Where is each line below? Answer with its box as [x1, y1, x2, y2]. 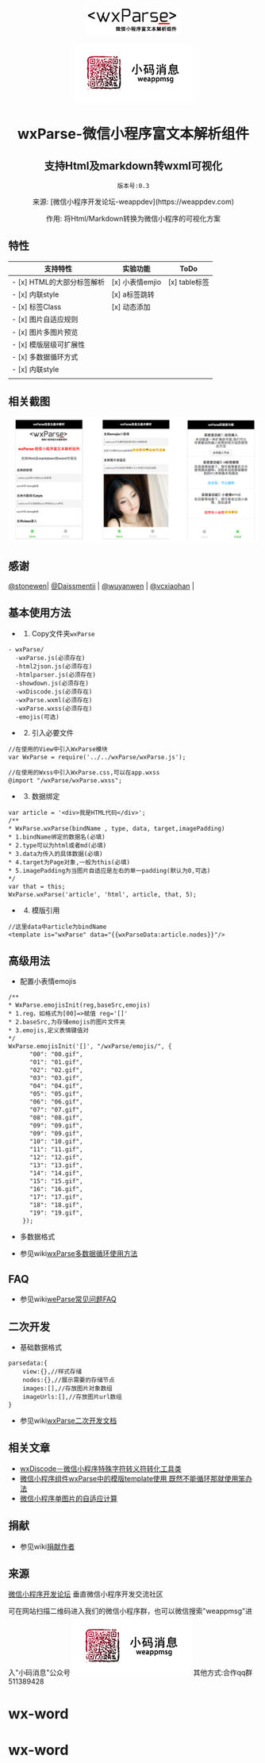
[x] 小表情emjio [111, 277, 162, 286]
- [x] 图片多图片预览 [11, 327, 79, 336]
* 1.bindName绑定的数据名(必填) [8, 833, 106, 841]
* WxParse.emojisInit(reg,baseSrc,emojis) [8, 1001, 151, 1009]
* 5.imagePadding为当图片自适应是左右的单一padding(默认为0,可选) [8, 866, 211, 874]
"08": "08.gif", [29, 1114, 83, 1122]
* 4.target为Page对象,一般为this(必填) [8, 858, 131, 866]
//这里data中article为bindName [8, 923, 107, 931]
